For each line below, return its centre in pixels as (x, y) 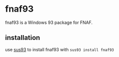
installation (23, 38)
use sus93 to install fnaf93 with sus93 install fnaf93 (59, 49)
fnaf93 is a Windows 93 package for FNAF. (49, 22)
